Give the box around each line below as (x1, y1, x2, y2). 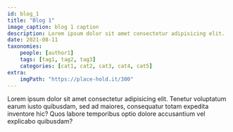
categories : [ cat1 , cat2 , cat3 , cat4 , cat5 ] (20, 62, 153, 70)
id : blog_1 (7, 10, 39, 18)
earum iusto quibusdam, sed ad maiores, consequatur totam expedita (7, 103, 209, 111)
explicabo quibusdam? (7, 117, 73, 126)
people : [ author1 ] (20, 50, 74, 57)
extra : (7, 69, 27, 76)
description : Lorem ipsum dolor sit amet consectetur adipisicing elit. (7, 29, 225, 37)
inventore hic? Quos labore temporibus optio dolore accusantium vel (7, 110, 206, 118)
